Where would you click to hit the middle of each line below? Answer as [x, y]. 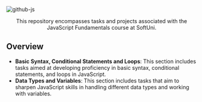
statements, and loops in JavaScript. [60, 74]
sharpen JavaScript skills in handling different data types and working [102, 87]
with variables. [33, 93]
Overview [25, 46]
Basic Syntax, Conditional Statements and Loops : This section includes [106, 61]
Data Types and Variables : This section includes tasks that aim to [97, 80]
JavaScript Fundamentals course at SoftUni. [102, 28]
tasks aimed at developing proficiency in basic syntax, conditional [97, 67]
